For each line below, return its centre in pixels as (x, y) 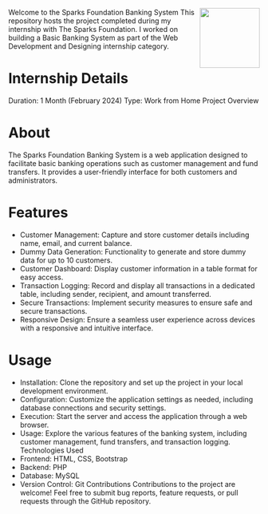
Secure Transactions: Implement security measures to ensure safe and (136, 302)
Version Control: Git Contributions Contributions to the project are (128, 484)
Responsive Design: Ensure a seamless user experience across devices (137, 319)
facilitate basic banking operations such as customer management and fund (133, 163)
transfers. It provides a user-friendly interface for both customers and (123, 172)
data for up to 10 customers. (66, 260)
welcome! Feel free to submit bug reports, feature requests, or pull (129, 492)
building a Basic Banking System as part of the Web (93, 38)
